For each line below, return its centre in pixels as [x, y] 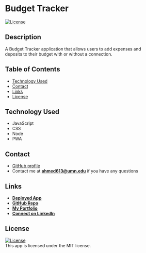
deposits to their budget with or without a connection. [59, 54]
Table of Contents [33, 69]
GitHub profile [26, 166]
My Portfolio [25, 208]
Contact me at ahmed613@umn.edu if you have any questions [75, 171]
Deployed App [27, 198]
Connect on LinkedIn [33, 213]
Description [23, 37]
